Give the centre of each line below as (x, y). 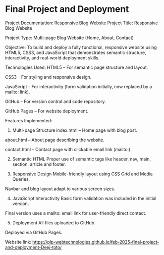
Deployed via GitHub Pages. (34, 232)
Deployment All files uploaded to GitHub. (54, 223)
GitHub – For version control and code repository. (55, 101)
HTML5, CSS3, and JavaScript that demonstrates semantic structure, (76, 52)
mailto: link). (18, 92)
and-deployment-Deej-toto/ (33, 247)
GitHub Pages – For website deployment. (47, 111)
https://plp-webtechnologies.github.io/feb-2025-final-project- (96, 242)
